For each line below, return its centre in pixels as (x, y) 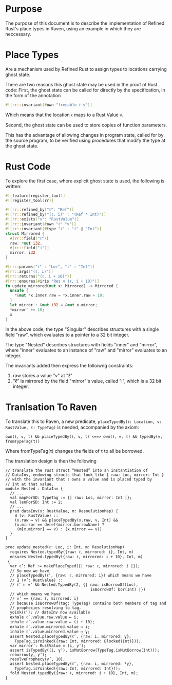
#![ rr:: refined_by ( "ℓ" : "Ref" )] (40, 210)
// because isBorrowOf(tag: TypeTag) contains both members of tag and (88, 603)
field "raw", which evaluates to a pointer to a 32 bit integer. (68, 335)
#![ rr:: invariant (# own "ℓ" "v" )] (41, 224)
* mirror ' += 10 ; (27, 310)
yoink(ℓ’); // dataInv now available (50, 612)
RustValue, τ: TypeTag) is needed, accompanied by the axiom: (72, 427)
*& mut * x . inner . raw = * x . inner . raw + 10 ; (60, 295)
